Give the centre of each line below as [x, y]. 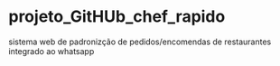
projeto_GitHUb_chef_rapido [117, 17]
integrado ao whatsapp [51, 51]
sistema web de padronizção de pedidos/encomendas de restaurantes [140, 42]
